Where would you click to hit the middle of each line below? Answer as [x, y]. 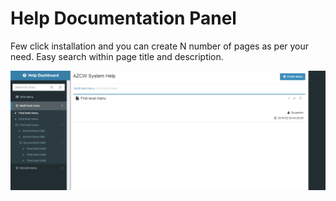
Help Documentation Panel [123, 18]
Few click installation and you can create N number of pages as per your [160, 46]
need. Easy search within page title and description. [117, 56]
